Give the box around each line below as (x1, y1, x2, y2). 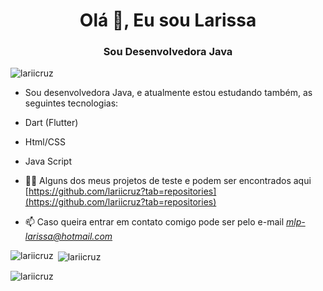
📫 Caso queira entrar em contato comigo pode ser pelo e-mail (24, 216, 285, 228)
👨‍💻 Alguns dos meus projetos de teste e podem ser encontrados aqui (24, 175, 312, 187)
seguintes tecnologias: (24, 97, 119, 109)
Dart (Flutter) (24, 117, 79, 129)
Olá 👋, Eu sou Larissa (79, 9, 257, 32)
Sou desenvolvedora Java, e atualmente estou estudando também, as (24, 87, 313, 99)
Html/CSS (24, 136, 66, 148)
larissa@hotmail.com (24, 230, 113, 243)
